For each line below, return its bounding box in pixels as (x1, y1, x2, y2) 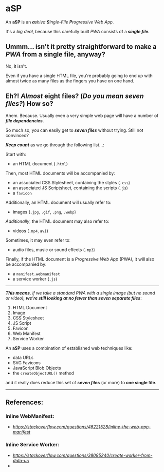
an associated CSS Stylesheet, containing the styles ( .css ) (12, 179, 130, 185)
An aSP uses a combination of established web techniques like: (5, 345, 133, 351)
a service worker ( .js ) (12, 276, 57, 282)
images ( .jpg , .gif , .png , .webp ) (12, 209, 76, 215)
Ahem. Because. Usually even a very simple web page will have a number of (5, 113, 159, 118)
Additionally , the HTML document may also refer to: (5, 218, 109, 224)
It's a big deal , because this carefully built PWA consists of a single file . (5, 28, 150, 34)
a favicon (12, 190, 32, 196)
